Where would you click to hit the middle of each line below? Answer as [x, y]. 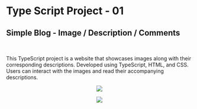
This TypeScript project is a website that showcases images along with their [99, 58]
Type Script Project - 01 [65, 11]
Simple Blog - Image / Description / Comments [93, 33]
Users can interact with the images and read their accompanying [85, 71]
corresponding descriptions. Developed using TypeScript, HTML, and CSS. [98, 65]
